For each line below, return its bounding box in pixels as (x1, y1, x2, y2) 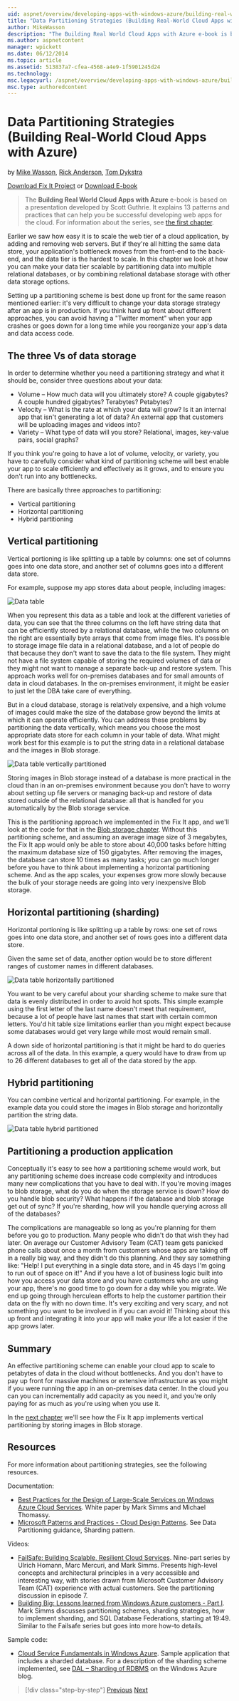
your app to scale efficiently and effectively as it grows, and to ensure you (7, 465, 225, 472)
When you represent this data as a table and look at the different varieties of (7, 611, 230, 619)
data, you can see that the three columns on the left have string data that (7, 618, 221, 627)
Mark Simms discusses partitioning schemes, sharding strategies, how (17, 1606, 225, 1615)
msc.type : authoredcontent (7, 83, 87, 91)
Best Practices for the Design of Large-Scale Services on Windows (17, 1495, 215, 1504)
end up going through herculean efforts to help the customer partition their (7, 1291, 226, 1301)
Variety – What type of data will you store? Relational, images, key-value (17, 428, 229, 436)
